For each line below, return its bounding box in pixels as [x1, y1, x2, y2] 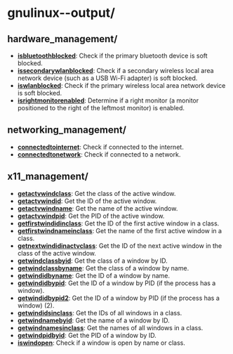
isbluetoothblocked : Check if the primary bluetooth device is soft [17, 51, 208, 60]
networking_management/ [7, 124, 126, 136]
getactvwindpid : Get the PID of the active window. [17, 211, 165, 220]
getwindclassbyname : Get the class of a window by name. [17, 263, 189, 272]
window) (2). [17, 301, 55, 310]
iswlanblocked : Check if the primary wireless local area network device [17, 81, 226, 89]
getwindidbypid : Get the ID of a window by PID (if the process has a [17, 279, 216, 287]
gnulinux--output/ [7, 5, 116, 21]
